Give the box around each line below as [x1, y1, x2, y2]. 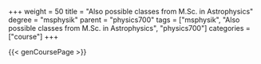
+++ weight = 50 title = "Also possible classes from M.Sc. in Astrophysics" [8, 7, 254, 16]
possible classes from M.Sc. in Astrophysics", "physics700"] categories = [8, 24, 251, 32]
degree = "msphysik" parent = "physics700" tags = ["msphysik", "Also [8, 15, 240, 24]
